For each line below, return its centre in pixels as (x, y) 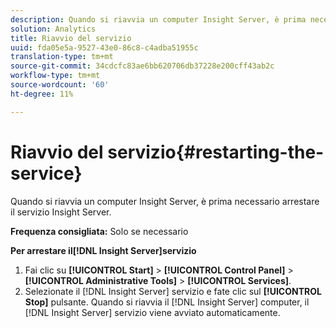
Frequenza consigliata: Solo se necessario (99, 231)
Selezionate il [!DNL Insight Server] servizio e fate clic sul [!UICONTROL (173, 291)
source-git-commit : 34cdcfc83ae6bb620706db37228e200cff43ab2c (142, 66)
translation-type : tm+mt (62, 57)
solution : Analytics (53, 29)
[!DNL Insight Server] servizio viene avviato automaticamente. (152, 312)
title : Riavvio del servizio (71, 38)
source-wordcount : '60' (60, 85)
